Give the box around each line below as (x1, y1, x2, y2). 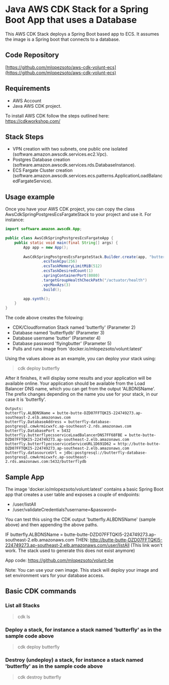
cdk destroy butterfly (17, 674, 61, 680)
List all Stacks (5, 602, 40, 609)
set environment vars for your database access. (5, 573, 105, 578)
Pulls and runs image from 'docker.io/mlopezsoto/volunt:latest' (12, 346, 143, 352)
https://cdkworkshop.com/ (5, 118, 60, 124)
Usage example (5, 192, 55, 201)
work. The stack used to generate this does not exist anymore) (5, 547, 135, 554)
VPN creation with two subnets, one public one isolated (12, 146, 128, 152)
